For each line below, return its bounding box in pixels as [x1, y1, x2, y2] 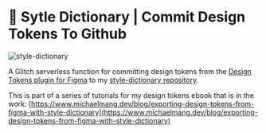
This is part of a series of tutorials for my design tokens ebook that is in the [8, 90, 255, 100]
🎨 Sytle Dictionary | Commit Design [8, 8, 245, 26]
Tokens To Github [8, 25, 127, 43]
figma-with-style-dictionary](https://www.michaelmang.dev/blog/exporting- [8, 108, 259, 117]
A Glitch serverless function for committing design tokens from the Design [8, 66, 252, 76]
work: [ [8, 99, 32, 108]
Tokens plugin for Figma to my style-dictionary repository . [8, 75, 199, 84]
